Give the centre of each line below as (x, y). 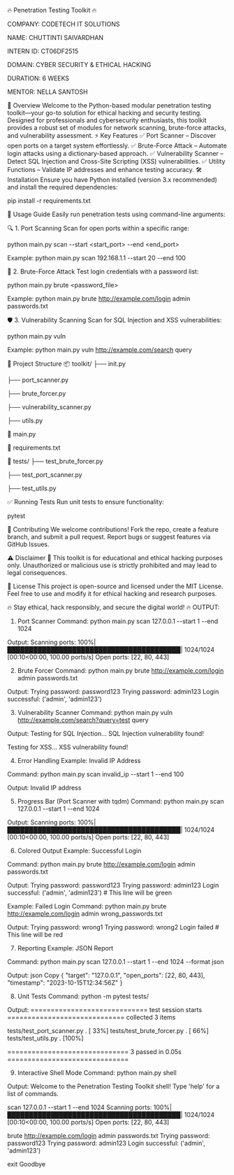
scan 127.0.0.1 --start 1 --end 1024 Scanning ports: (80, 1107)
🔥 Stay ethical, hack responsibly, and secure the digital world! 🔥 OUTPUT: (114, 607)
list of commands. (33, 1094)
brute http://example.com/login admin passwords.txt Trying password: (109, 1135)
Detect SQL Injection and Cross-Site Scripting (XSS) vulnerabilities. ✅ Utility (116, 161)
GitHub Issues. (29, 544)
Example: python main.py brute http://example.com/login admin (99, 299)
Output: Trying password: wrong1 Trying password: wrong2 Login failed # (113, 927)
